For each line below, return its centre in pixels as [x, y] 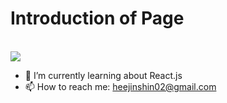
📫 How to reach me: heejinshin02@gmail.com [120, 86]
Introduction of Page [97, 18]
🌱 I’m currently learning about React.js [103, 75]
